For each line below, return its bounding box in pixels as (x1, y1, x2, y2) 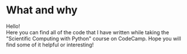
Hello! (6, 23, 20, 30)
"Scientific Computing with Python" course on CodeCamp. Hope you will (6, 35, 181, 42)
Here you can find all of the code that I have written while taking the (6, 28, 169, 35)
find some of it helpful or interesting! (6, 41, 94, 48)
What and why (6, 3, 78, 17)
